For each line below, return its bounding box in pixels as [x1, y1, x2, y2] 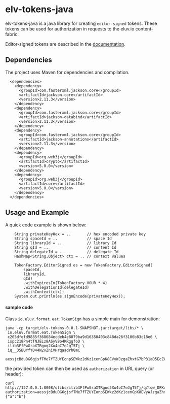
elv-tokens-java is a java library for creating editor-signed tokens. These [5, 20, 157, 26]
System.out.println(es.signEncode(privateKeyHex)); [14, 293, 125, 299]
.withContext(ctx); [23, 289, 65, 294]
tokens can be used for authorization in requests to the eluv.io [5, 25, 135, 31]
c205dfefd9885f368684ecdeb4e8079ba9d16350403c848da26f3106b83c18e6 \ [7, 334, 157, 340]
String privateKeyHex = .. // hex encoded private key [14, 231, 146, 237]
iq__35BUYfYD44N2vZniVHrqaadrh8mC [7, 348, 80, 353]
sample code [5, 305, 33, 311]
